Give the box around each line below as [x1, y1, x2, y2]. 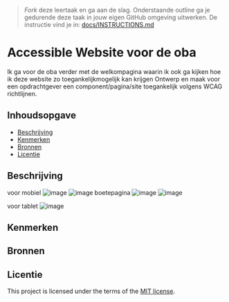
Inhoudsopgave [7, 110, 76, 122]
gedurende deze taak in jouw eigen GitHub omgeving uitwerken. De [24, 13, 218, 21]
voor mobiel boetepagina [7, 188, 131, 196]
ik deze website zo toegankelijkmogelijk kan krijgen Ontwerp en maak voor [7, 75, 220, 83]
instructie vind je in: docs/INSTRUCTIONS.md [24, 21, 154, 28]
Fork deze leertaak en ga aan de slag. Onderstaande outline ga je [24, 6, 210, 14]
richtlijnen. [7, 89, 37, 97]
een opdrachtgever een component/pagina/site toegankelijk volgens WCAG [7, 82, 223, 91]
